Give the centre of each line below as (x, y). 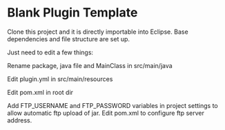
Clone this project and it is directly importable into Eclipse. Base (98, 32)
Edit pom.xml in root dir (40, 92)
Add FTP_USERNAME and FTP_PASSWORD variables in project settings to (113, 105)
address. (20, 120)
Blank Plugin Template (72, 13)
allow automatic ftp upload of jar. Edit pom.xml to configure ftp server (106, 113)
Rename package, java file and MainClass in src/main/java (90, 65)
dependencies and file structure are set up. (68, 39)
